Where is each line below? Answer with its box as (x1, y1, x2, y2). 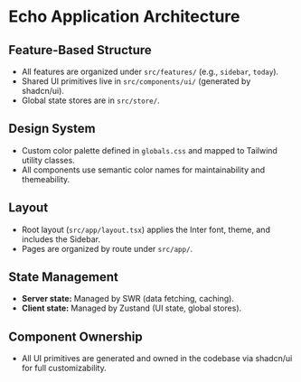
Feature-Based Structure (8, 42, 153, 58)
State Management (8, 269, 118, 285)
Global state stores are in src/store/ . (21, 95, 160, 106)
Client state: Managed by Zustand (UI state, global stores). (21, 303, 242, 313)
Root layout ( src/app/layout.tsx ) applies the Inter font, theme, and (21, 224, 270, 235)
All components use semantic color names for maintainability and (21, 164, 266, 175)
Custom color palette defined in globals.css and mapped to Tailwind (21, 144, 277, 155)
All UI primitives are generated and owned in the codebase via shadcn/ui (21, 353, 293, 364)
